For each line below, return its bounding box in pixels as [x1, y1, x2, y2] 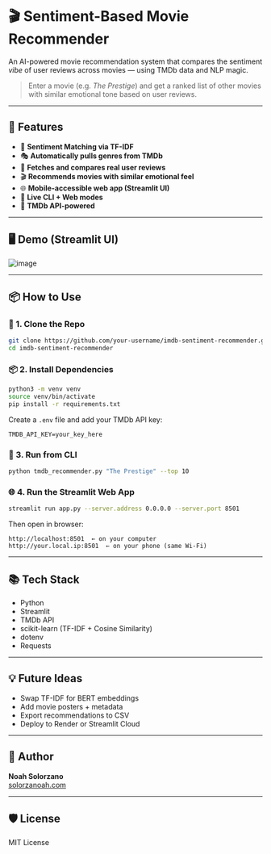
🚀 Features [8, 120, 64, 134]
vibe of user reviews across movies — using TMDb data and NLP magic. [8, 65, 248, 74]
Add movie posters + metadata [19, 701, 123, 711]
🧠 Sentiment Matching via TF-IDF [19, 141, 135, 151]
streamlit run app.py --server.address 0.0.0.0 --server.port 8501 [8, 504, 240, 513]
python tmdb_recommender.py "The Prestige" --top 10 [8, 467, 190, 475]
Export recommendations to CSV [19, 710, 130, 720]
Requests [19, 641, 52, 651]
